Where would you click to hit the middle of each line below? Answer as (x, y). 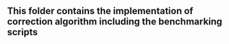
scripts (22, 32)
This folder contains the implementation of (100, 11)
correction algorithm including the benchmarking (115, 22)
